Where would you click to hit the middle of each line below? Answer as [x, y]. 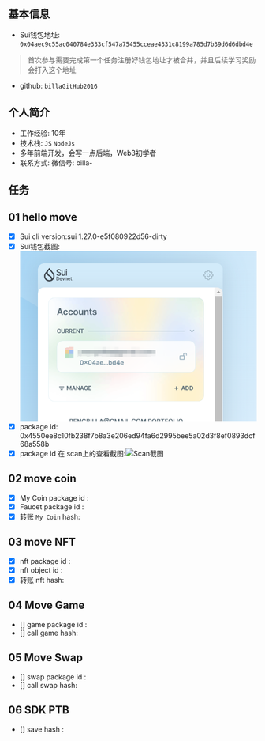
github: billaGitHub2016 [58, 85]
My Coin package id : [54, 497]
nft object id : [41, 570]
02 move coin [42, 479]
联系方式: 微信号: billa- [56, 163]
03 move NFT [42, 542]
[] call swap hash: [48, 685]
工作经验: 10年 [43, 133]
